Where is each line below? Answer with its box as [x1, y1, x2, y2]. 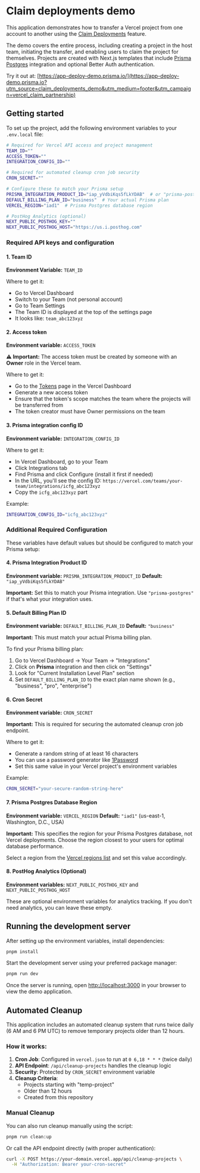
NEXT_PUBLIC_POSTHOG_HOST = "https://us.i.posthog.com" [6, 225, 143, 231]
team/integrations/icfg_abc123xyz [14, 483, 101, 489]
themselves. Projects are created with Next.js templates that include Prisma [6, 54, 192, 61]
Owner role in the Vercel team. [6, 359, 82, 367]
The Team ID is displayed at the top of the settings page [14, 309, 153, 316]
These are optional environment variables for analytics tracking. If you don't [6, 898, 192, 905]
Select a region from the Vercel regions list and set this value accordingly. [6, 854, 187, 861]
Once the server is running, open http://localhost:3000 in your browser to [6, 982, 186, 989]
